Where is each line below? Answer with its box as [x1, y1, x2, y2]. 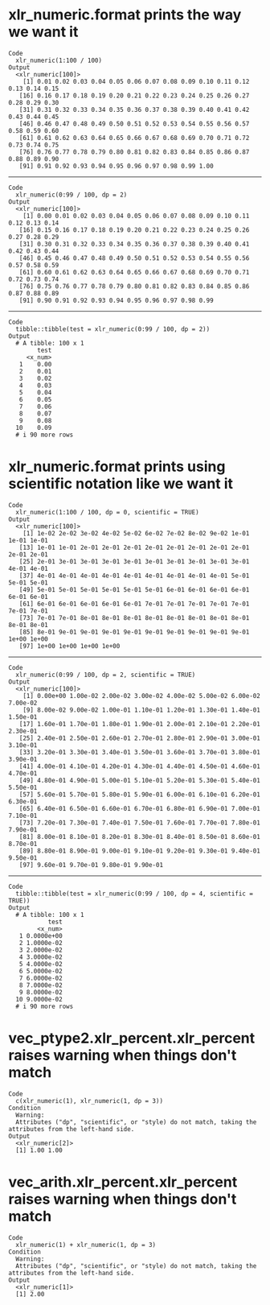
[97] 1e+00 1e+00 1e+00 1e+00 [18, 642, 121, 650]
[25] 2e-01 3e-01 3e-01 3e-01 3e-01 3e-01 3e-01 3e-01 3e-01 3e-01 [18, 557, 250, 565]
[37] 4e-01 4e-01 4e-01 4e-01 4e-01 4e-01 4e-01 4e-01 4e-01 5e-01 [18, 572, 250, 580]
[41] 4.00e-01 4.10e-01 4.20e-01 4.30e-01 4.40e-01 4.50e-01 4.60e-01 [18, 762, 261, 770]
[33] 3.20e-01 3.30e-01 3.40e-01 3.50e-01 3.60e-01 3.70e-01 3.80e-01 [18, 748, 261, 756]
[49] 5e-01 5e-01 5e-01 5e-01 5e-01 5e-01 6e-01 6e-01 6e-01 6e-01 [18, 585, 250, 593]
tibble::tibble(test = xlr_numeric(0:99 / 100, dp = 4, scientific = [15, 890, 253, 898]
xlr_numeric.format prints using [8, 457, 226, 476]
